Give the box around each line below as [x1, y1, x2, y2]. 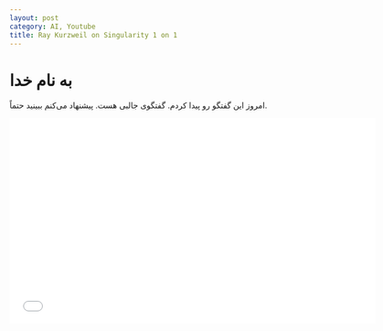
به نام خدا [9, 69, 73, 91]
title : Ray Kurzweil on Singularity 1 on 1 [9, 30, 178, 39]
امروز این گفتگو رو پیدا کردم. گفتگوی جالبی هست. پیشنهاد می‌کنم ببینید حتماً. [9, 100, 268, 111]
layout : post [9, 13, 59, 23]
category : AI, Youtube [9, 22, 96, 31]
